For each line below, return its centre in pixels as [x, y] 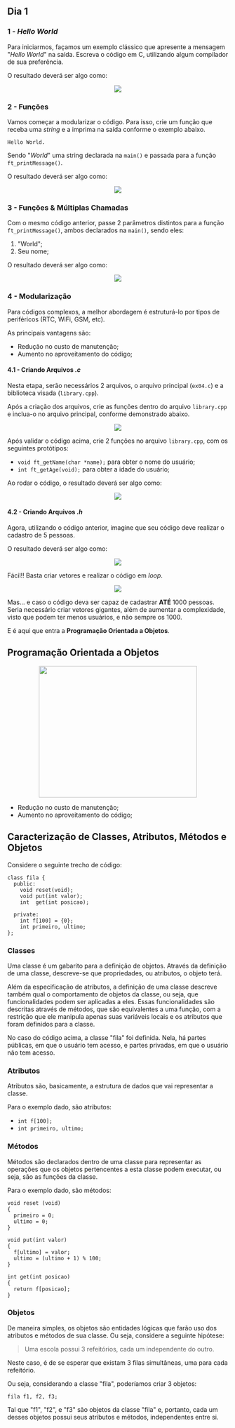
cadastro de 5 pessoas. [41, 535]
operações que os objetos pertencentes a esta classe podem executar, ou [114, 1169]
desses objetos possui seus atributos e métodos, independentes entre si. [113, 1417]
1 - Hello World [33, 32]
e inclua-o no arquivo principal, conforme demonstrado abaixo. [99, 414]
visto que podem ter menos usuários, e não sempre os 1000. [95, 617]
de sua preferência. [35, 62]
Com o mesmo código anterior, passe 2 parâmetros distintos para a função [116, 223]
